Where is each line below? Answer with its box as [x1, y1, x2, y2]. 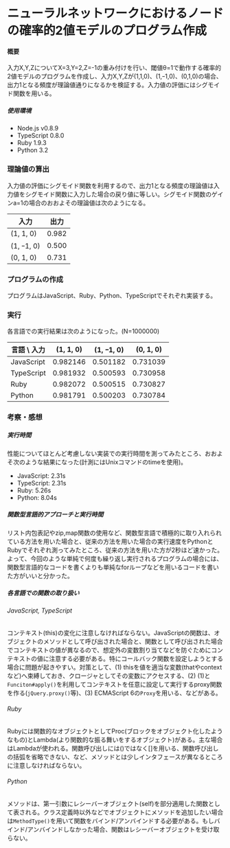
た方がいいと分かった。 [7, 572, 73, 580]
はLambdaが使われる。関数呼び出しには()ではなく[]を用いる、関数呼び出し [7, 744, 219, 752]
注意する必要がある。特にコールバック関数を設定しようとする [49, 654, 224, 663]
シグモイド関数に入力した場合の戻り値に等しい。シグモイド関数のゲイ [25, 190, 224, 198]
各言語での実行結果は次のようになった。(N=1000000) [7, 327, 160, 336]
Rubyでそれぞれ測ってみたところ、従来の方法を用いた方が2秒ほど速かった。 [7, 546, 224, 554]
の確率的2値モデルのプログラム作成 [7, 23, 207, 38]
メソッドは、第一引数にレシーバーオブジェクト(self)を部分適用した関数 [7, 800, 209, 808]
